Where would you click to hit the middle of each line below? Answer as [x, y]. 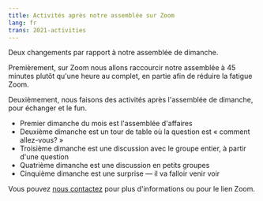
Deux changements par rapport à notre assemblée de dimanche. [113, 53]
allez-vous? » [41, 140]
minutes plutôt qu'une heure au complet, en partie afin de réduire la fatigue [130, 76]
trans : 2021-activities [47, 30]
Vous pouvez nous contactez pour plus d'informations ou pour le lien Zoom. [131, 189]
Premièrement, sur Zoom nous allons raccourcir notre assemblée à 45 [122, 68]
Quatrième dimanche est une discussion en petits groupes [115, 166]
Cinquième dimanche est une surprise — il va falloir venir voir [120, 173]
